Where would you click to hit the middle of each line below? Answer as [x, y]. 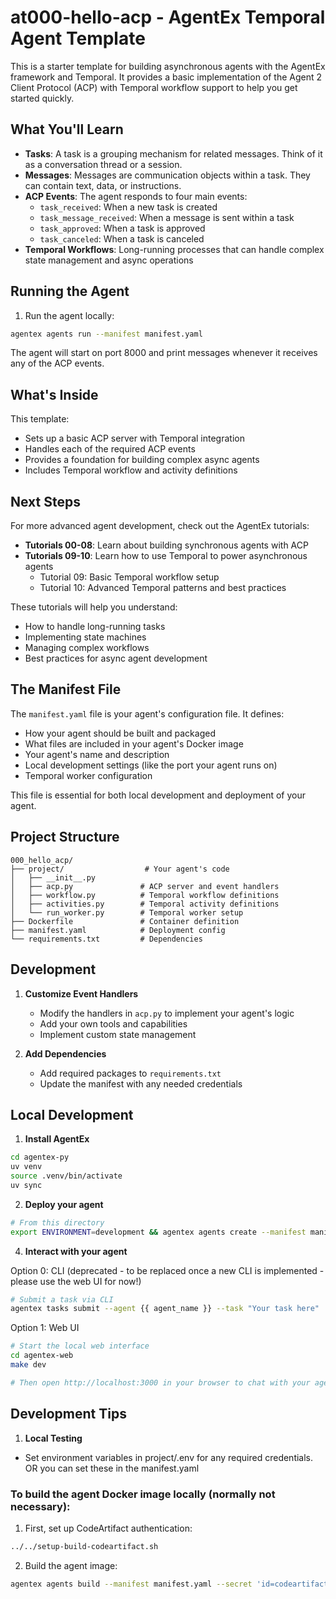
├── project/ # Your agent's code [120, 869]
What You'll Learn [67, 129]
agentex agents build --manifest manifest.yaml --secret [131, 1584]
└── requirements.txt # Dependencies [106, 939]
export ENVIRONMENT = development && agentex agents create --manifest [158, 1232]
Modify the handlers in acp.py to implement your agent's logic [167, 1013]
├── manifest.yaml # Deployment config [118, 930]
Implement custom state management [118, 1034]
